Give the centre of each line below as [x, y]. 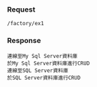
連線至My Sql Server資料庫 [42, 56]
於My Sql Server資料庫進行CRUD [48, 63]
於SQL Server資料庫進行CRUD [44, 77]
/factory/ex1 [26, 24]
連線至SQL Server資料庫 [38, 70]
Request [21, 10]
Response [24, 41]
